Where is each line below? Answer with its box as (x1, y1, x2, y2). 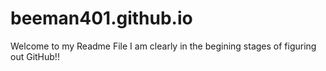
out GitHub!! (10, 50, 60, 62)
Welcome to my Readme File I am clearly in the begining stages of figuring (10, 40, 317, 52)
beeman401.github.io (10, 7, 193, 30)
